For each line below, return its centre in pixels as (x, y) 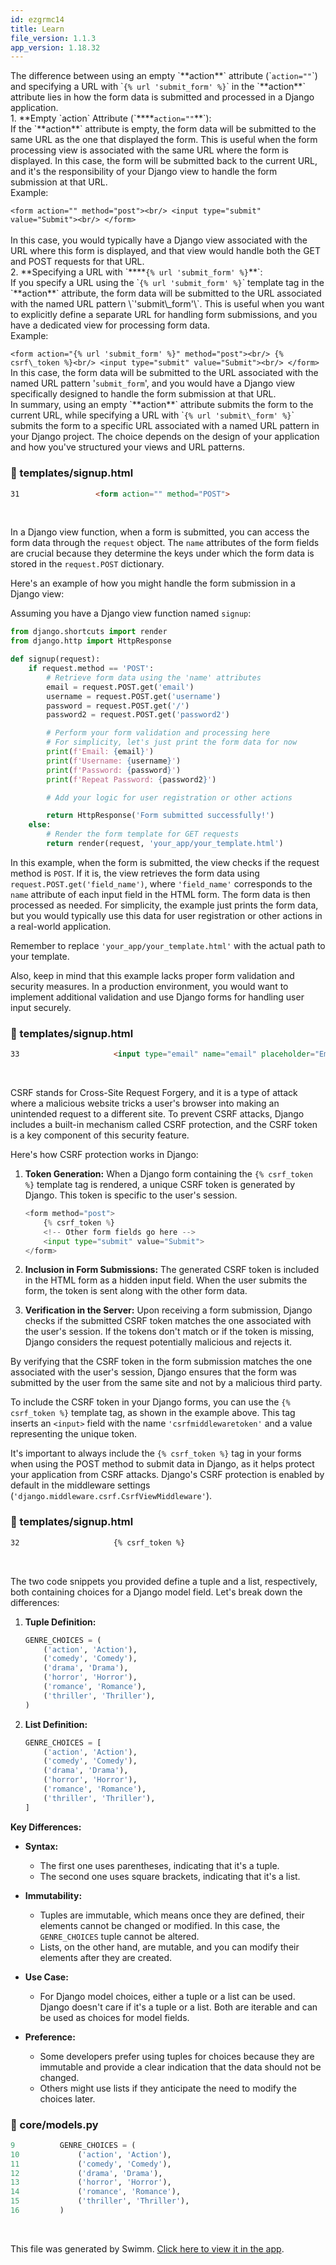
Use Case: (46, 1977)
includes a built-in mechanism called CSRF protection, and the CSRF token (164, 1125)
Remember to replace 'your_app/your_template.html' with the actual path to (168, 945)
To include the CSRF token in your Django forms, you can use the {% (150, 1402)
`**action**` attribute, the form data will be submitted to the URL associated (166, 293)
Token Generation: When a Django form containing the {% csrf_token (168, 1174)
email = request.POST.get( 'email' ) (120, 687)
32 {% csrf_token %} (98, 1542)
